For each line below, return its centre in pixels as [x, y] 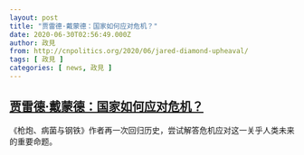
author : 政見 [33, 43]
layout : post [34, 18]
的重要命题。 [33, 141]
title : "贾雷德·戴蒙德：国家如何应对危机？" [84, 26]
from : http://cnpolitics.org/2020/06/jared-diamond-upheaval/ [129, 51]
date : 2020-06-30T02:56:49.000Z [70, 34]
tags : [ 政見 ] [37, 59]
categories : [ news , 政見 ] [61, 68]
